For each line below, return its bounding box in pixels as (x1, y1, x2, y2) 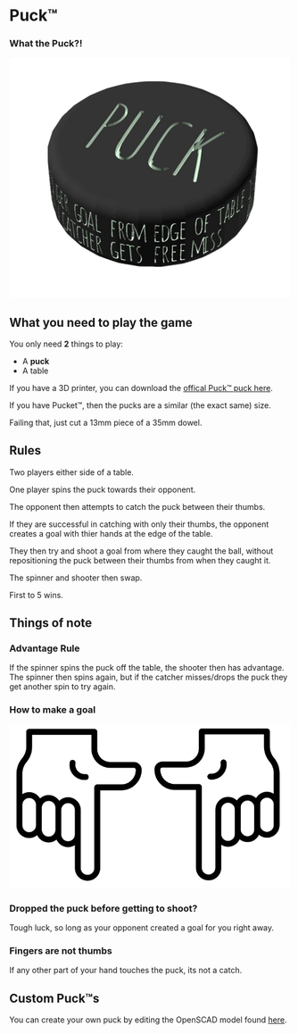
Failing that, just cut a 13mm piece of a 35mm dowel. (9, 417, 203, 428)
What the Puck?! (9, 38, 83, 50)
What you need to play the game (9, 314, 194, 330)
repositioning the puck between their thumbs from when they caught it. (9, 555, 271, 565)
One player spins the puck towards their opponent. (9, 484, 196, 495)
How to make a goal (9, 704, 96, 716)
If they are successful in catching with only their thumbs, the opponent (9, 519, 269, 530)
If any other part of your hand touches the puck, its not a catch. (9, 965, 243, 976)
